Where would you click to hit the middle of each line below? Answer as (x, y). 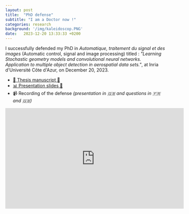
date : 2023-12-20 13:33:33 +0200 (43, 34)
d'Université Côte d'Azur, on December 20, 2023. (57, 70)
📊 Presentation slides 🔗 (38, 86)
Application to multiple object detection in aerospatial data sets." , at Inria (82, 65)
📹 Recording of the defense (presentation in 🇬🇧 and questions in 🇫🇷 (87, 93)
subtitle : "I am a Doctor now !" (41, 19)
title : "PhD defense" (29, 15)
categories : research (28, 24)
